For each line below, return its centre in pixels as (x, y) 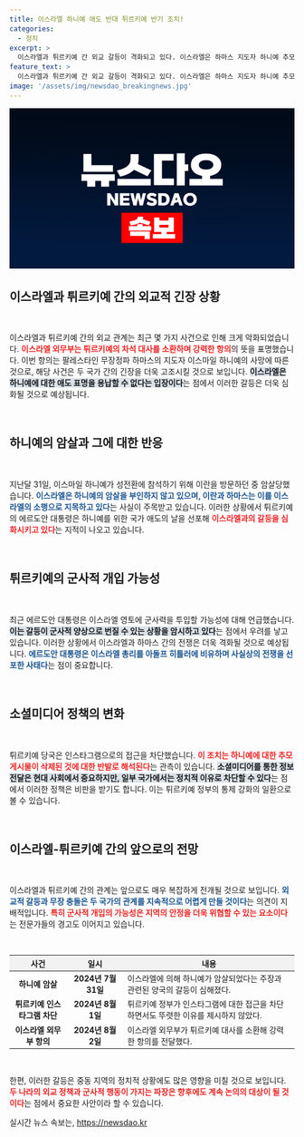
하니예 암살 (38, 985)
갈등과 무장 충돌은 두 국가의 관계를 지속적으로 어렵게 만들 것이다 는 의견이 (152, 901)
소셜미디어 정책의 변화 (67, 714)
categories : (32, 29)
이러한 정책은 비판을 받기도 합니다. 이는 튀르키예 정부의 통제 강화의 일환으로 (159, 789)
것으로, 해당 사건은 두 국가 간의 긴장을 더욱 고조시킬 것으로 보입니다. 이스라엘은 (148, 372)
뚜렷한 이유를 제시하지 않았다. (210, 1016)
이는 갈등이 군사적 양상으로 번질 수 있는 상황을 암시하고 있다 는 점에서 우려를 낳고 (149, 631)
